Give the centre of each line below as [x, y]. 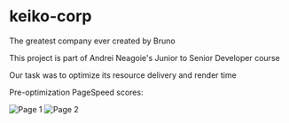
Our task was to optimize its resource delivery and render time [123, 75]
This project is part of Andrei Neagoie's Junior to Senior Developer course [145, 58]
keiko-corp [51, 16]
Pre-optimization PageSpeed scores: [76, 92]
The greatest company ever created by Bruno [92, 41]
